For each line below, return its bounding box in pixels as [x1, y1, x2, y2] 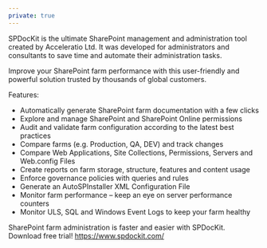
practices [19, 131, 52, 140]
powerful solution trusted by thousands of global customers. [8, 74, 207, 84]
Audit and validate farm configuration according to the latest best [19, 122, 234, 132]
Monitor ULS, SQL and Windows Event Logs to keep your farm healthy [19, 207, 251, 216]
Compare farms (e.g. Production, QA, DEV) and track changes [19, 139, 224, 148]
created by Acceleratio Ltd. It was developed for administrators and [8, 41, 230, 52]
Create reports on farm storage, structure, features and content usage [19, 164, 251, 174]
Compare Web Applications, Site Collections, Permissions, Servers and [19, 148, 253, 157]
